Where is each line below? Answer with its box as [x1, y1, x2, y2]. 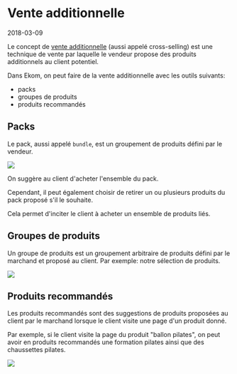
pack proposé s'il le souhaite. [7, 196, 94, 204]
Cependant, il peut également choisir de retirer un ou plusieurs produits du [7, 188, 226, 196]
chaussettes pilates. [7, 346, 66, 354]
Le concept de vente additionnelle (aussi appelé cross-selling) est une [7, 42, 213, 50]
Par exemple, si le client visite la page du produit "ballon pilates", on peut [7, 331, 221, 339]
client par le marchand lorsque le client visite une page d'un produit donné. [7, 316, 227, 325]
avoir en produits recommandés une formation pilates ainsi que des [7, 338, 204, 346]
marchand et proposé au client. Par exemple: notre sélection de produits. [7, 256, 221, 265]
